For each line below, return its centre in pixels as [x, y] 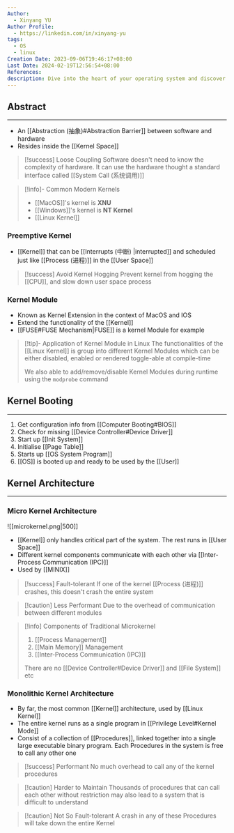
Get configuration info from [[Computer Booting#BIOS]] [97, 424]
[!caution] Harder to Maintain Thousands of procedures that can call [122, 787]
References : [24, 72]
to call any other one [47, 753]
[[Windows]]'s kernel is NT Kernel [84, 211]
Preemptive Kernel [39, 236]
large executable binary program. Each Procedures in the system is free [120, 746]
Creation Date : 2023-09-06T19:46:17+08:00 [70, 59]
